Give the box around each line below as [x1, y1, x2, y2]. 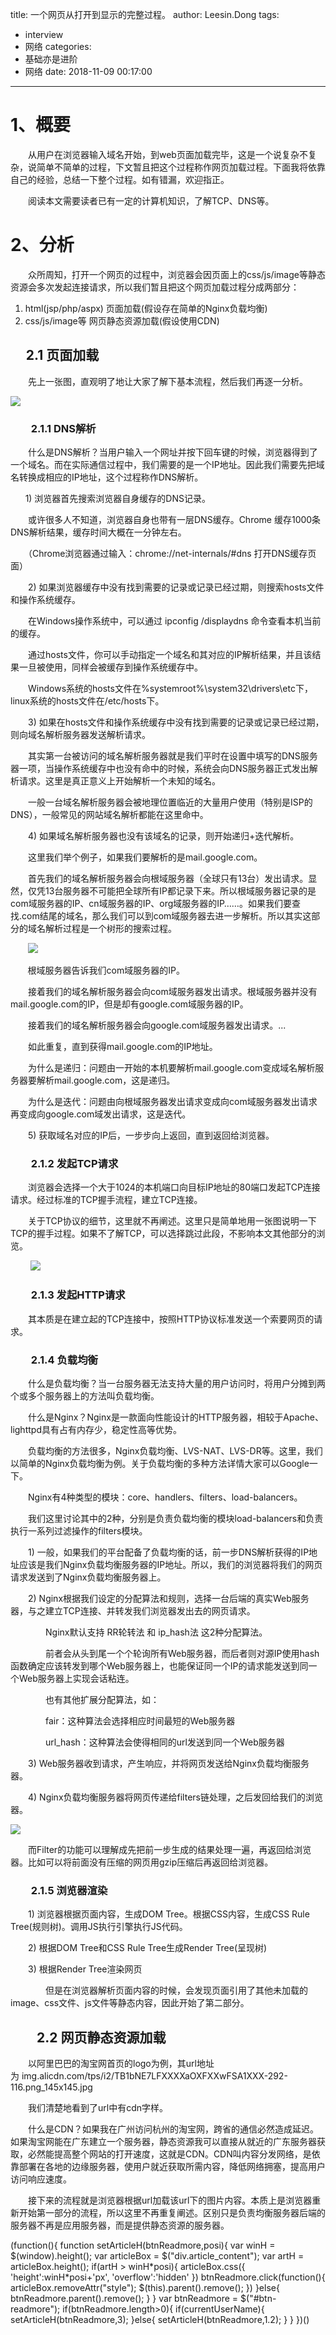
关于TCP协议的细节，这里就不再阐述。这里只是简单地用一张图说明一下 [27, 1215, 317, 1227]
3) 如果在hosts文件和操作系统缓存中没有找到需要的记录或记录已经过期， [27, 716, 325, 728]
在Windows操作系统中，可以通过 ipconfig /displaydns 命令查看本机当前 [27, 614, 322, 627]
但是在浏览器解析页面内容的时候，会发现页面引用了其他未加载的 [44, 1984, 308, 1997]
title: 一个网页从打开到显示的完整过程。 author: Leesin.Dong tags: [10, 9, 280, 20]
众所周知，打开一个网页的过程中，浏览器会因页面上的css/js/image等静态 [27, 268, 326, 280]
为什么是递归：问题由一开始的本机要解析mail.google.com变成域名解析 [27, 1061, 316, 1073]
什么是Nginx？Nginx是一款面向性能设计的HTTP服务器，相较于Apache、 [27, 1411, 324, 1423]
